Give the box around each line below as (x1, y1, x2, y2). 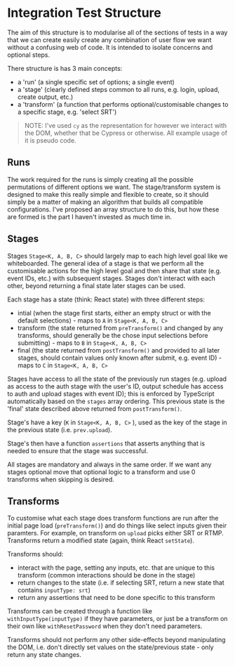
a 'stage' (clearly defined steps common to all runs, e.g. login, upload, (17, 85, 220, 93)
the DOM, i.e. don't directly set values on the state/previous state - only (7, 643, 214, 651)
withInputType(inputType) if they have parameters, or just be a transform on (7, 615, 228, 623)
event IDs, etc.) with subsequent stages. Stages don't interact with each (7, 274, 216, 282)
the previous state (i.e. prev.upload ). (7, 425, 112, 433)
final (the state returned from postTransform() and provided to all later (17, 346, 220, 354)
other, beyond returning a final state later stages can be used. (7, 281, 186, 289)
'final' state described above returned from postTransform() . (7, 404, 182, 412)
